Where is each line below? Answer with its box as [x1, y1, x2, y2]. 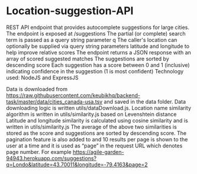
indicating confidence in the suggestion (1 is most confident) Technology [6, 67, 184, 75]
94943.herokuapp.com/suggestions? [6, 154, 96, 162]
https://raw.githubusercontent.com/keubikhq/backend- [6, 92, 141, 99]
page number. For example [6, 148, 72, 155]
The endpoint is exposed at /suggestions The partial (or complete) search [6, 30, 186, 37]
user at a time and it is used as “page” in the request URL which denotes [6, 142, 183, 149]
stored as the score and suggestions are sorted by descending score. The [6, 129, 187, 137]
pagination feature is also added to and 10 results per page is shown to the [6, 136, 188, 143]
